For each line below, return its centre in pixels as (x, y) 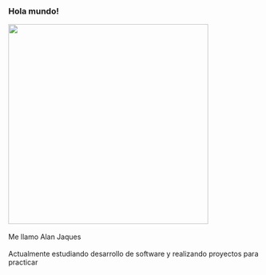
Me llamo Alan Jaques (45, 237)
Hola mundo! (34, 11)
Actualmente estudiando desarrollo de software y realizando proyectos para (133, 254)
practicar (23, 262)
